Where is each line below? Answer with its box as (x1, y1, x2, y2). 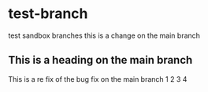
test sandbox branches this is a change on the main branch (8, 31, 201, 40)
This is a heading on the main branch (8, 53, 193, 67)
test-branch (8, 5, 88, 23)
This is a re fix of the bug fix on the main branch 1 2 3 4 (8, 74, 188, 83)
